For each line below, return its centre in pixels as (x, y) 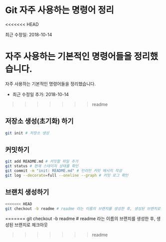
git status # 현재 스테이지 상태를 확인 (42, 166)
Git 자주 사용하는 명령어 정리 (60, 10)
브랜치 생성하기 (27, 192)
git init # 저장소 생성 (27, 133)
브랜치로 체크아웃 (31, 225)
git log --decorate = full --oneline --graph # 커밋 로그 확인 (67, 175)
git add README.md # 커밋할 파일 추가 (42, 162)
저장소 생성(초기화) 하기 (39, 121)
